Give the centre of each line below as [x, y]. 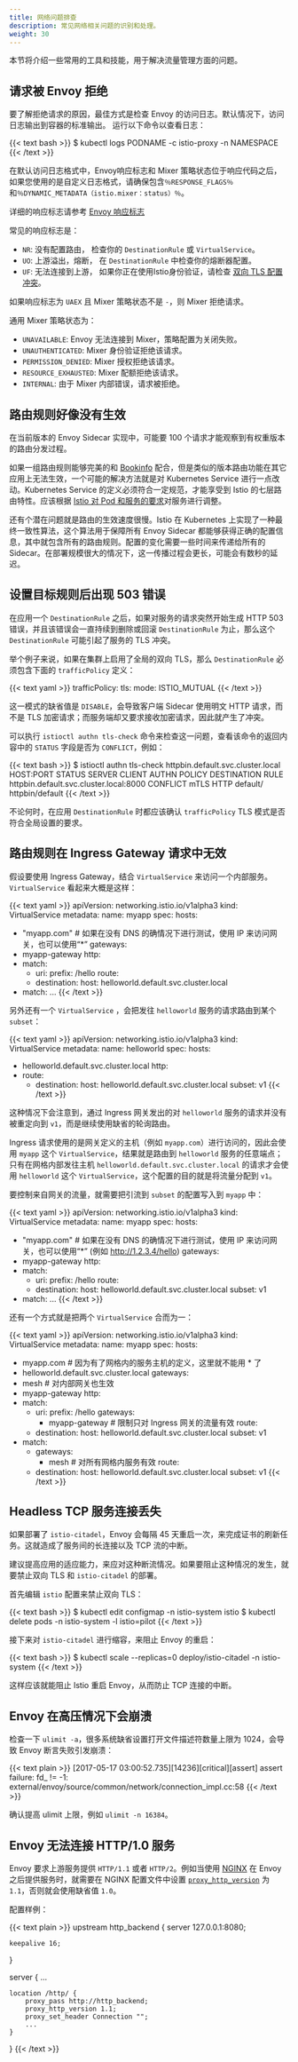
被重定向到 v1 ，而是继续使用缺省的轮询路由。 [92, 1123]
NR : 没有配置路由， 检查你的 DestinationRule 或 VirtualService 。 [141, 250]
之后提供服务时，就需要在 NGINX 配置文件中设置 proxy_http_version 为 [140, 1880]
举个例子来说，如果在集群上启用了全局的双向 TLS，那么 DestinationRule [142, 659]
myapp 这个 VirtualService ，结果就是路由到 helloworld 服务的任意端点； [151, 1153]
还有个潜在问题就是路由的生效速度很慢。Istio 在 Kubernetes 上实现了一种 [142, 519]
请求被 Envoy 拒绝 [59, 91]
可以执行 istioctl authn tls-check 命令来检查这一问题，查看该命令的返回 [145, 736]
